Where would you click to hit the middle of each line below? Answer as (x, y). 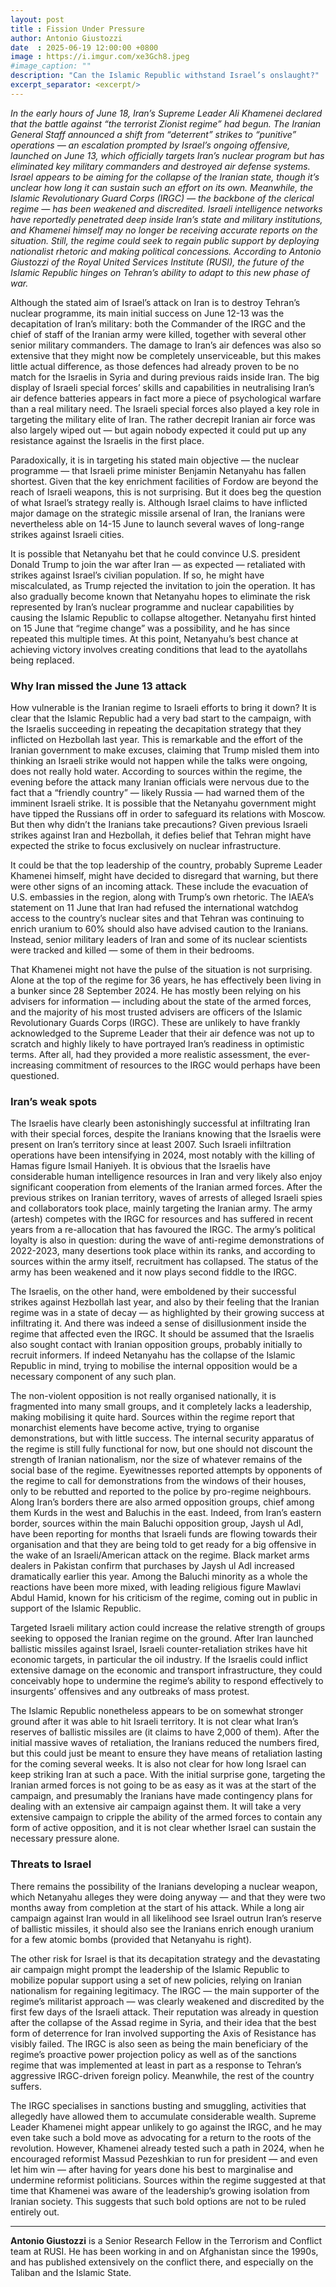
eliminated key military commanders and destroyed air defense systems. (160, 166)
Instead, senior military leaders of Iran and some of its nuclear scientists (159, 940)
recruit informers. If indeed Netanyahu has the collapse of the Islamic (153, 1355)
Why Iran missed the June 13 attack (98, 686)
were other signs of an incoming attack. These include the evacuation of (159, 887)
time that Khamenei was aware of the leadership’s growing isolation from (160, 2190)
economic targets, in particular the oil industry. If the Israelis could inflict (159, 1660)
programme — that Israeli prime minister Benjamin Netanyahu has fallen (158, 470)
